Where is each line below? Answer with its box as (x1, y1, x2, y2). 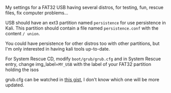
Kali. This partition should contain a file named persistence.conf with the (5, 25, 159, 31)
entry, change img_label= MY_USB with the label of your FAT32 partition (5, 61, 152, 67)
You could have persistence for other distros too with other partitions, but (5, 40, 160, 46)
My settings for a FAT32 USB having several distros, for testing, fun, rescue (5, 5, 164, 10)
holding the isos (5, 66, 39, 73)
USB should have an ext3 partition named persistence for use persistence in (5, 20, 166, 26)
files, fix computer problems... (5, 10, 68, 16)
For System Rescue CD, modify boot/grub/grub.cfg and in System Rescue (5, 56, 161, 62)
